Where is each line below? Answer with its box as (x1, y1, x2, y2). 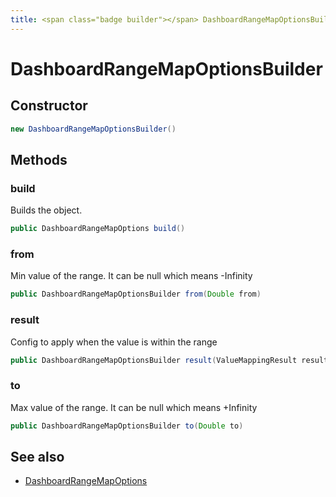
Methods (10, 151, 68, 168)
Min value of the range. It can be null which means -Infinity (10, 270, 253, 282)
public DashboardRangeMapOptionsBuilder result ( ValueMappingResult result (10, 355, 329, 365)
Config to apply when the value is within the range (10, 336, 218, 348)
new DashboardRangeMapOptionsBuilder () (10, 124, 177, 134)
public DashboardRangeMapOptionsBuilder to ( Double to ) (10, 421, 244, 431)
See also (10, 448, 65, 465)
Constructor (10, 97, 88, 115)
